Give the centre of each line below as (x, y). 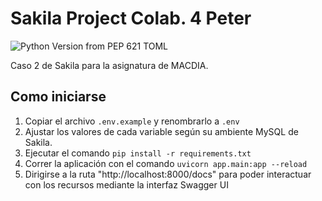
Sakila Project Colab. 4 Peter (131, 18)
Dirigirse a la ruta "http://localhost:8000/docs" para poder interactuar (168, 174)
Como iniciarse (58, 97)
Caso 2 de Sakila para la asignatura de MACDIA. (109, 65)
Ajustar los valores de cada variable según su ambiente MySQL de (161, 131)
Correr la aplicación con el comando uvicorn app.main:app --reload (166, 163)
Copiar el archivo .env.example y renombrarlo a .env (132, 121)
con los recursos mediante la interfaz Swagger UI (126, 184)
